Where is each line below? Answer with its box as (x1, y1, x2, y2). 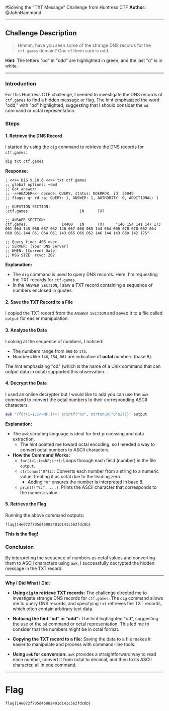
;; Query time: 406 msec (5, 239, 57, 245)
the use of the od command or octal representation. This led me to (12, 621, 149, 627)
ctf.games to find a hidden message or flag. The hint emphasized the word (5, 97, 159, 103)
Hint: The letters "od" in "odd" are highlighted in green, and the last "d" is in (5, 57, 162, 63)
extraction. (12, 436, 35, 442)
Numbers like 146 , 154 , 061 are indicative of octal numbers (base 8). (12, 353, 152, 359)
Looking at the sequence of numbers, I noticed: (5, 338, 104, 344)
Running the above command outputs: (5, 512, 84, 518)
